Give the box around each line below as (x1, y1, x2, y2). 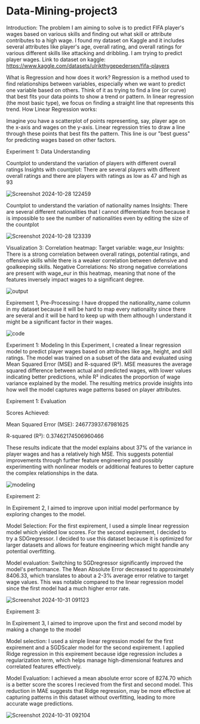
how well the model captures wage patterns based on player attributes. (6, 386, 181, 393)
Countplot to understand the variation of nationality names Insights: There (6, 202, 188, 209)
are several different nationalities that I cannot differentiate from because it (6, 208, 190, 215)
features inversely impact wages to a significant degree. (6, 275, 144, 283)
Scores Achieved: (6, 409, 50, 416)
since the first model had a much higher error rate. (6, 584, 130, 592)
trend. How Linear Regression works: (6, 105, 97, 113)
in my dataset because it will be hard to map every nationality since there (6, 305, 186, 313)
